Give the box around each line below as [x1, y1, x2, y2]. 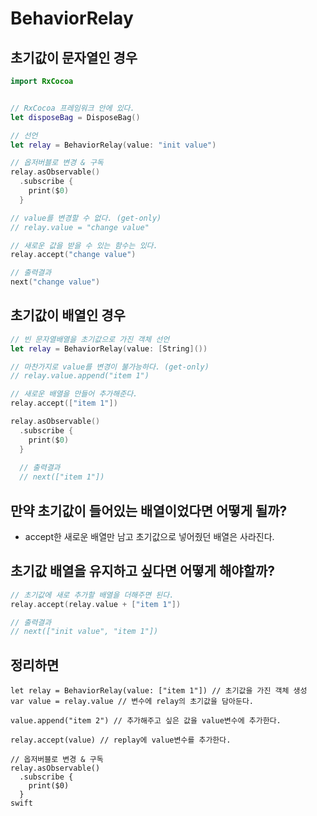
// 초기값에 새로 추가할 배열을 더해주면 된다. [10, 590, 175, 600]
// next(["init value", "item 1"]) [10, 627, 159, 637]
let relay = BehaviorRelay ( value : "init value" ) [10, 140, 217, 150]
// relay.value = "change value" [10, 222, 150, 232]
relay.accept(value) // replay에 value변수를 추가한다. [10, 735, 232, 746]
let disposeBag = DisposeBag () [10, 112, 141, 122]
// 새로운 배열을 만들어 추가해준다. [10, 389, 138, 399]
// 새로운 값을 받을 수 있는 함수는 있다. [10, 240, 158, 251]
